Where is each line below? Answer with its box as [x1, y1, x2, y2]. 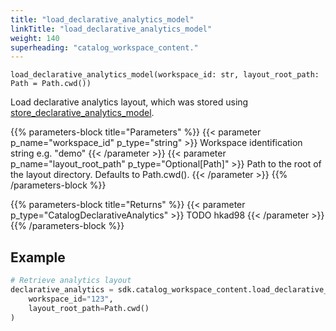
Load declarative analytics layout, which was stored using [10, 96, 249, 108]
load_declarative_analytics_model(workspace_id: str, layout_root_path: [10, 70, 320, 80]
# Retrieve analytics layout [10, 276, 132, 286]
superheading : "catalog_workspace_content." [10, 42, 199, 53]
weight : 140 [10, 33, 60, 43]
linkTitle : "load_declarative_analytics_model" [10, 24, 213, 34]
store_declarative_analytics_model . [10, 107, 155, 119]
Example [10, 249, 66, 266]
